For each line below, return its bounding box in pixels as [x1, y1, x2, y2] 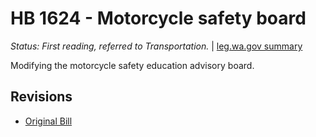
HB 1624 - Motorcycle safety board [10, 7, 307, 30]
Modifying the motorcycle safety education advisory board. [10, 59, 255, 71]
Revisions [10, 88, 73, 106]
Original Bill [24, 115, 73, 127]
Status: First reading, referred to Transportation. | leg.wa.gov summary [10, 40, 303, 52]
